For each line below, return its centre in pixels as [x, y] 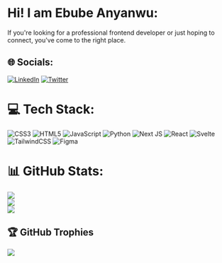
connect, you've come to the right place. [67, 40]
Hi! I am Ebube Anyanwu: [83, 13]
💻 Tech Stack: [51, 109]
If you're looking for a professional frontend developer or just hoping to [111, 33]
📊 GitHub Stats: [56, 171]
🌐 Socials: [30, 63]
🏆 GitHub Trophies [51, 232]
